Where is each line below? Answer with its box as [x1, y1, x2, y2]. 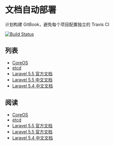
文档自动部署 [5, 4, 57, 16]
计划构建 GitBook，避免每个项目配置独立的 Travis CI [5, 21, 110, 27]
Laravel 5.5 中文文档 [12, 76, 53, 83]
